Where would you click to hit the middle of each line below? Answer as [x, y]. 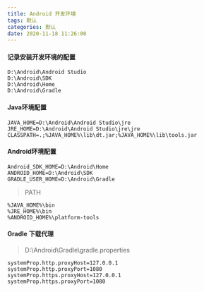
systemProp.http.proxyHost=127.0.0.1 [63, 263]
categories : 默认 [32, 27]
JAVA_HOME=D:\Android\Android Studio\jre [69, 123]
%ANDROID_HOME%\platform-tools [53, 217]
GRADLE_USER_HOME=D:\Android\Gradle [61, 179]
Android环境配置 [32, 152]
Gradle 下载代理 [31, 234]
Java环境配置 [27, 107]
